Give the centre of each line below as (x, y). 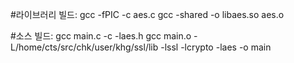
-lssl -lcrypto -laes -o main (216, 47)
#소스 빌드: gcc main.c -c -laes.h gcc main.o (101, 36)
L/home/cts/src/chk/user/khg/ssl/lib (84, 47)
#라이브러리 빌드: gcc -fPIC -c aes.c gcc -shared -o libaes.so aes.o (147, 14)
